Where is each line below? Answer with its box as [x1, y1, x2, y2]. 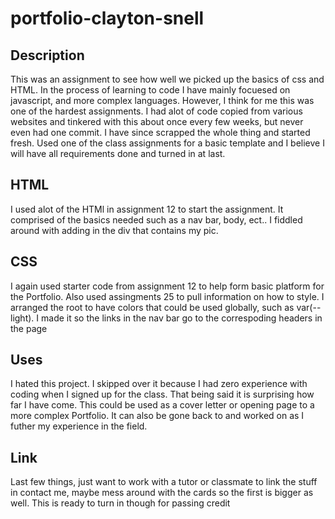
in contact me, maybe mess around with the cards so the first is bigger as [10, 487, 314, 499]
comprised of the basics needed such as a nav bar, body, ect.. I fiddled [10, 213, 303, 226]
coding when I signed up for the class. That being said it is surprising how [10, 388, 315, 401]
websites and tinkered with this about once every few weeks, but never [10, 116, 304, 127]
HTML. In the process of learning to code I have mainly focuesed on [10, 84, 291, 96]
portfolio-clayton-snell [10, 7, 205, 30]
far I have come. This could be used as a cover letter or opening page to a [10, 399, 315, 411]
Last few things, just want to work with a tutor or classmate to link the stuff [10, 476, 318, 488]
